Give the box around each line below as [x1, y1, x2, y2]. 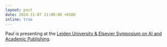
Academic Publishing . [5, 36, 51, 42]
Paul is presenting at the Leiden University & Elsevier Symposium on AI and [5, 31, 162, 37]
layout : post [5, 7, 33, 13]
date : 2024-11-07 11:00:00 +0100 [5, 12, 76, 17]
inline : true [5, 17, 33, 22]
